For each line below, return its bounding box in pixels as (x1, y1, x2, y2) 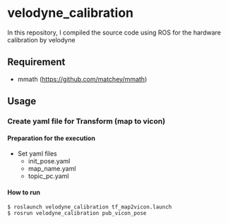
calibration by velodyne (7, 35, 76, 44)
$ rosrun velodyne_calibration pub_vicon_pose (7, 210, 147, 217)
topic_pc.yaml (28, 172, 69, 180)
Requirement (7, 56, 66, 68)
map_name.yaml (28, 164, 76, 173)
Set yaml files (17, 149, 58, 158)
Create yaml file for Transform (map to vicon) (7, 116, 166, 126)
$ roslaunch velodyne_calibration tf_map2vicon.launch (7, 204, 172, 211)
